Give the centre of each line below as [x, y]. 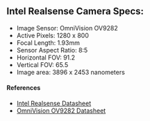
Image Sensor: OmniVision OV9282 [67, 28]
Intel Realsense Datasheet [54, 104]
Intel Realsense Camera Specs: [75, 11]
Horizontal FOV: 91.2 [46, 57]
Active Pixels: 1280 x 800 [53, 35]
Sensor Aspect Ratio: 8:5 [52, 50]
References [24, 88]
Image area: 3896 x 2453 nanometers [71, 72]
